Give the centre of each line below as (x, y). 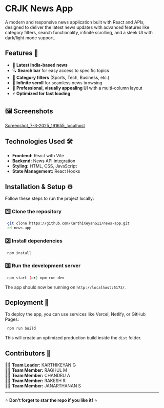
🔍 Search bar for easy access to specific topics (61, 70)
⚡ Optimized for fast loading (41, 93)
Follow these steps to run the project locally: (50, 198)
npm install (19, 253)
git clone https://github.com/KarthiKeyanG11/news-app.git (69, 223)
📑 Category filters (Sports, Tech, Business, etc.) (61, 77)
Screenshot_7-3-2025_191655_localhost (45, 125)
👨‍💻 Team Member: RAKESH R (35, 381)
